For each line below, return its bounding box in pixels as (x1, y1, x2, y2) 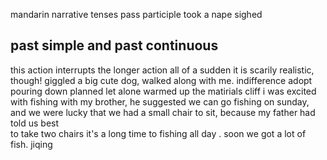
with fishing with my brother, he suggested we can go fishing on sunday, (10, 95, 310, 108)
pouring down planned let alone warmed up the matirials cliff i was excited (10, 85, 317, 97)
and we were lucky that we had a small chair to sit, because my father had (10, 106, 316, 118)
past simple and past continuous (10, 37, 219, 54)
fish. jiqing (10, 138, 53, 150)
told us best (10, 117, 60, 129)
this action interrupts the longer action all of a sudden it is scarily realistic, (10, 64, 315, 76)
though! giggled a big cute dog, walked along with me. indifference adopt (10, 74, 313, 86)
